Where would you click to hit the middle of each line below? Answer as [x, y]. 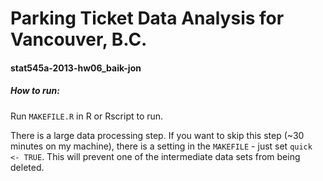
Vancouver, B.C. [79, 39]
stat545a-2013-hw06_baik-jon [76, 68]
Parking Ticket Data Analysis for [147, 18]
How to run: [35, 91]
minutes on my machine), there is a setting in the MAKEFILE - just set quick [161, 146]
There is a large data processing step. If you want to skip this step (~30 [157, 135]
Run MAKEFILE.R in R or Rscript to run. [87, 116]
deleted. [27, 167]
